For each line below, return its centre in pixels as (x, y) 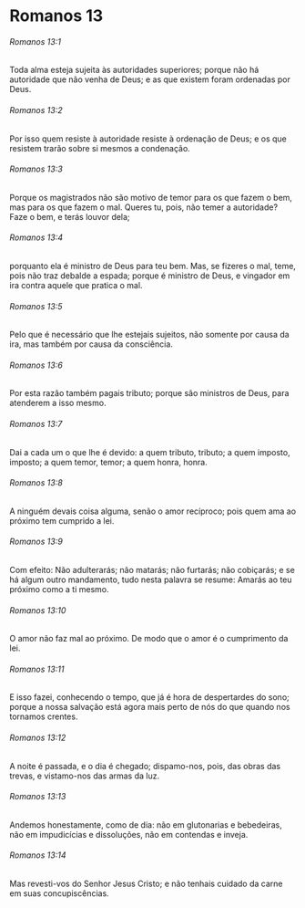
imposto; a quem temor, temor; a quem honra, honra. (108, 462)
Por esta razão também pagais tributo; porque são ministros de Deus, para (149, 393)
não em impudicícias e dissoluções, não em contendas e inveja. (129, 834)
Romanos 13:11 (37, 669)
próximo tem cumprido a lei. (62, 520)
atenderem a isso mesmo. (58, 403)
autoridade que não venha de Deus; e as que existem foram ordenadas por (150, 79)
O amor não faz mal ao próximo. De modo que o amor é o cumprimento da (149, 639)
